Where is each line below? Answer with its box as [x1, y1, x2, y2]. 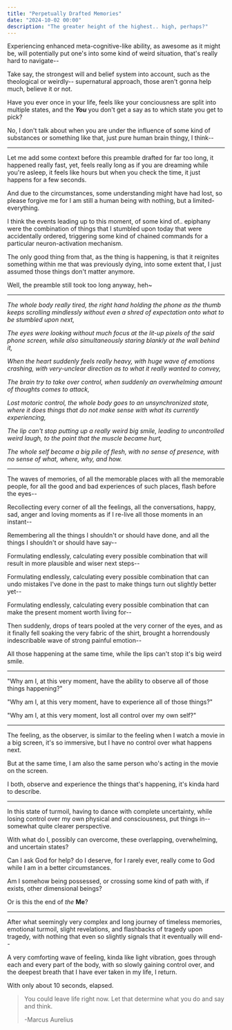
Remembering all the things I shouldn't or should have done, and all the [7, 531, 210, 540]
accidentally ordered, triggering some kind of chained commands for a [7, 232, 209, 240]
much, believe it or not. [7, 85, 72, 94]
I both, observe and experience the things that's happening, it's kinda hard [7, 780, 220, 788]
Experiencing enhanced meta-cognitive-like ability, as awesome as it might [7, 42, 221, 51]
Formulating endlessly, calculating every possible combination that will [7, 552, 209, 560]
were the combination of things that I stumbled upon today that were [7, 224, 202, 233]
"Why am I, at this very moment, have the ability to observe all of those [7, 677, 209, 686]
